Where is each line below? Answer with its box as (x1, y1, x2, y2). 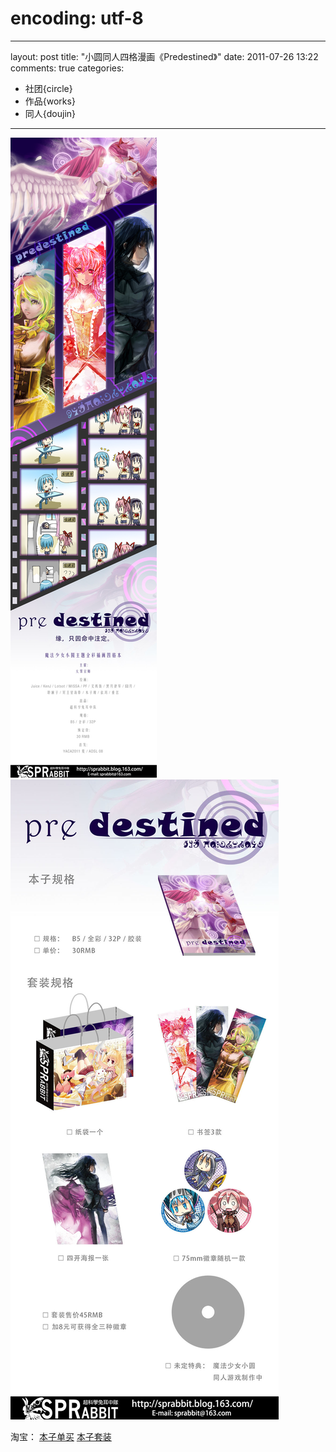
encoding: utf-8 (10, 7, 144, 30)
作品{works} (24, 95, 76, 107)
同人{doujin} (24, 107, 77, 119)
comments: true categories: (10, 62, 125, 74)
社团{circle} (24, 82, 73, 94)
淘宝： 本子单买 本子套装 (10, 1430, 112, 1442)
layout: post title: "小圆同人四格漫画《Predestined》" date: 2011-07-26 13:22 (10, 50, 319, 62)
